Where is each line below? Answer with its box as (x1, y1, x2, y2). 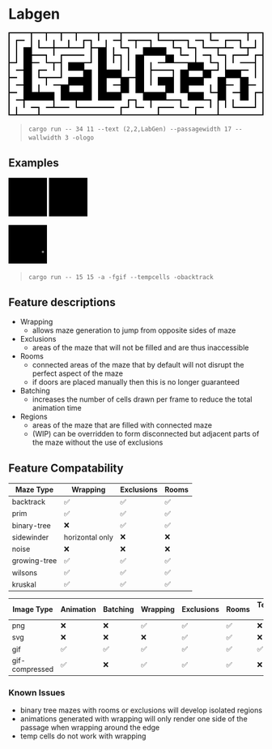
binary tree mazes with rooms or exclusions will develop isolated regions (19, 705, 263, 715)
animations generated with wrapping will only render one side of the (19, 714, 249, 724)
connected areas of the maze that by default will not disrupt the (32, 360, 244, 370)
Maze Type (15, 484, 54, 495)
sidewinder (11, 532, 49, 542)
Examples (8, 156, 59, 170)
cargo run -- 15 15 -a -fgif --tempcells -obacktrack (28, 273, 214, 282)
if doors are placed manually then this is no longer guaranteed (32, 377, 240, 387)
